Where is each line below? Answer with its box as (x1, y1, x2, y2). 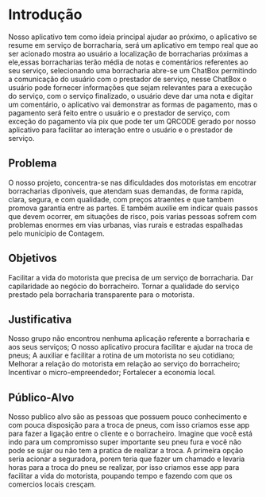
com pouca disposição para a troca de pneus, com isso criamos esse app (8, 421, 250, 430)
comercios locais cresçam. (8, 479, 97, 489)
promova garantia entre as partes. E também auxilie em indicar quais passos (8, 203, 258, 213)
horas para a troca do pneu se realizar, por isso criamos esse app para (8, 463, 240, 472)
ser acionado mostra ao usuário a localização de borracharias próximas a (8, 49, 249, 58)
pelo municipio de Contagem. (8, 229, 105, 238)
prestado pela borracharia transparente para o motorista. (8, 289, 195, 299)
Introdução (8, 6, 83, 24)
